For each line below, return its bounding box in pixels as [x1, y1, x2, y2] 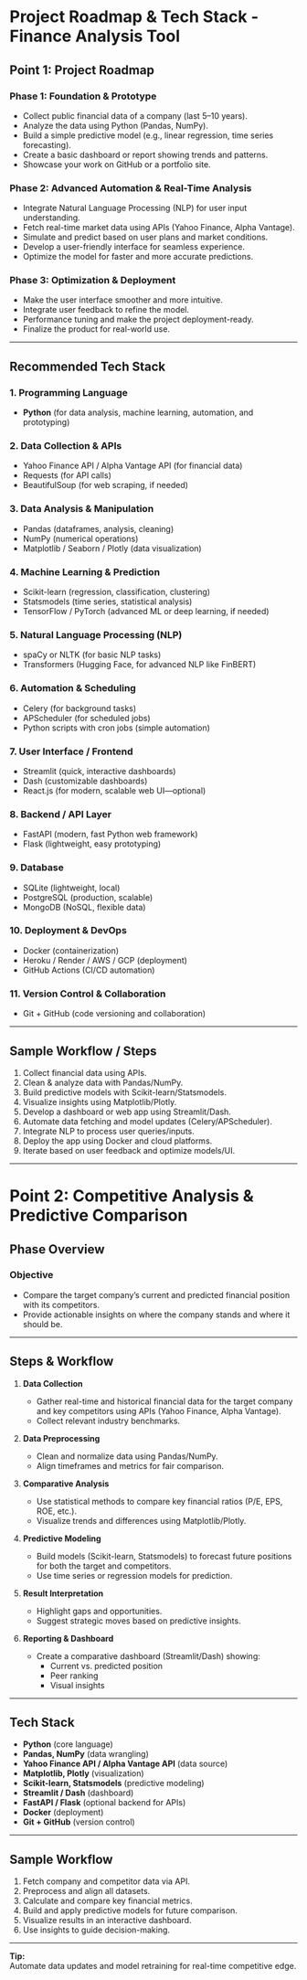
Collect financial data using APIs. [22, 1067, 147, 1078]
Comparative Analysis [22, 1478, 110, 1489]
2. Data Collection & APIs [9, 440, 122, 452]
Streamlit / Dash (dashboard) [22, 1787, 134, 1798]
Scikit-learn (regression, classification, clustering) [22, 587, 211, 598]
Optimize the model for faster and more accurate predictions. [22, 251, 254, 262]
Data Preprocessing [22, 1432, 101, 1443]
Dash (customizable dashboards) [22, 775, 148, 786]
